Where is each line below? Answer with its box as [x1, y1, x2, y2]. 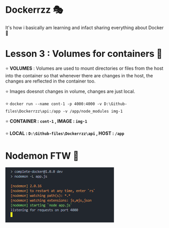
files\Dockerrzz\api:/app [5, 109, 61, 114]
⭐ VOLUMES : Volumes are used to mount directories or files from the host [5, 65, 163, 71]
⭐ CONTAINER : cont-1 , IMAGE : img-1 [5, 118, 87, 124]
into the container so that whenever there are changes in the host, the [5, 72, 153, 78]
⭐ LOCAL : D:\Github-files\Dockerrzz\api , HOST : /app [5, 130, 124, 136]
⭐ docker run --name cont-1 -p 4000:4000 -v [5, 100, 102, 107]
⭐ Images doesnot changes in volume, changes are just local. [5, 88, 135, 94]
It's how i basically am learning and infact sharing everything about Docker [5, 24, 164, 31]
